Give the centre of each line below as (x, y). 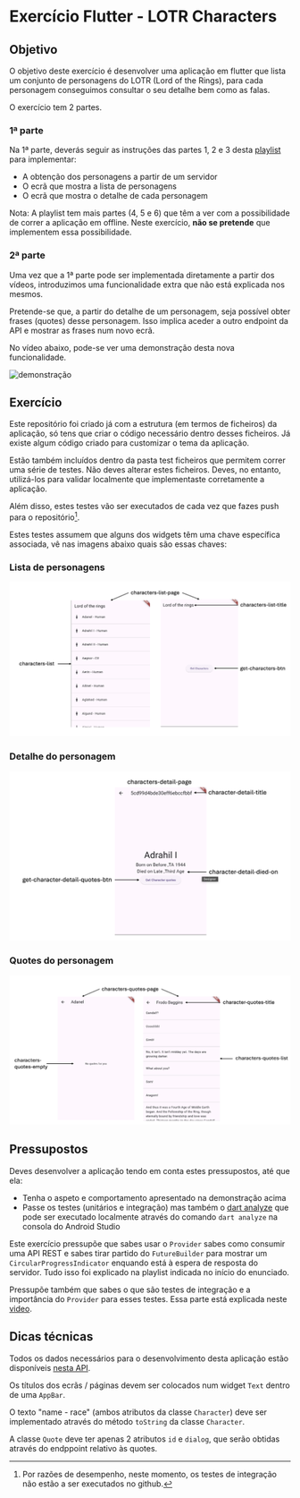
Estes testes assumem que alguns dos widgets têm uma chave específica (145, 535)
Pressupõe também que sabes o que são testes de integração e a (130, 1289)
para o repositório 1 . (45, 516)
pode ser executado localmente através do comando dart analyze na (150, 1217)
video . (21, 1308)
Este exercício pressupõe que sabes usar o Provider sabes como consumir (147, 1243)
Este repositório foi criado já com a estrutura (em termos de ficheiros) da (143, 424)
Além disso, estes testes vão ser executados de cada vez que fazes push (144, 506)
